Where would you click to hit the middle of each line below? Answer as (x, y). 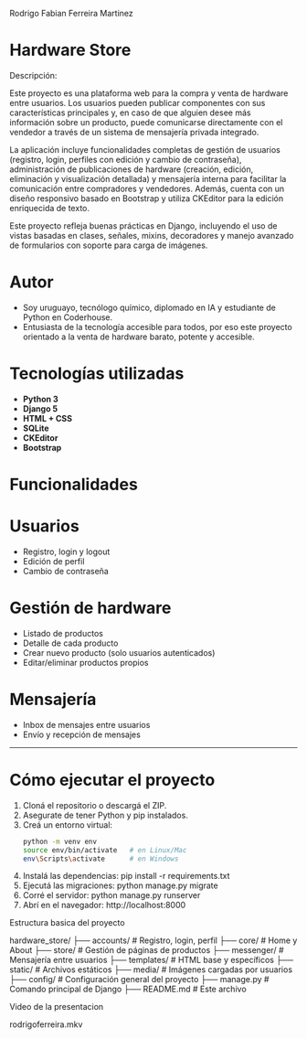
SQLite (36, 428)
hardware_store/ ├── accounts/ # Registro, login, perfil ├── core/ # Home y (153, 940)
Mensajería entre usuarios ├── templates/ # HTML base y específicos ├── (152, 960)
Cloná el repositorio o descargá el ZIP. (95, 805)
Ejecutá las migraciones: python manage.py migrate (120, 885)
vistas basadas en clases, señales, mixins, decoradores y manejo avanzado (152, 235)
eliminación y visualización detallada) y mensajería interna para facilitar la (148, 178)
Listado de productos (63, 633)
